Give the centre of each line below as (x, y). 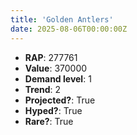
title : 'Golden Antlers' (62, 19)
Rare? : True (49, 121)
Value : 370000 (56, 68)
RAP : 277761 (51, 57)
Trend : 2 (43, 89)
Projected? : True (60, 100)
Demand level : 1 (58, 78)
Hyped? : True (53, 110)
